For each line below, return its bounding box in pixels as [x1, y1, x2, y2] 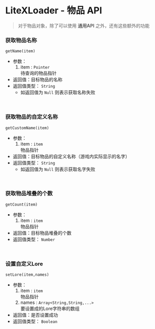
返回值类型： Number [12, 236, 55, 242]
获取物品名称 [5, 36, 37, 44]
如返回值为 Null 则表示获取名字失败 [20, 166, 96, 172]
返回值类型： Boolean [12, 318, 57, 324]
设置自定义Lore [5, 260, 44, 267]
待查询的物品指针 [20, 70, 57, 76]
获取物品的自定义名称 [5, 113, 58, 120]
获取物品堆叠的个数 [5, 190, 53, 197]
